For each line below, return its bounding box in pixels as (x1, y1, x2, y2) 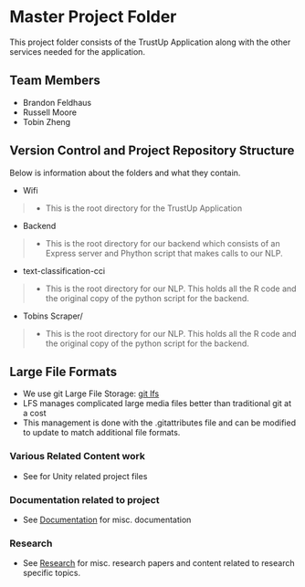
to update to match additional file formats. (22, 427, 181, 438)
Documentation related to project (9, 493, 160, 506)
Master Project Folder (9, 6, 177, 27)
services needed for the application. (9, 46, 146, 57)
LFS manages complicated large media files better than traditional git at (22, 398, 292, 409)
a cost (22, 408, 47, 419)
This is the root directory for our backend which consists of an (45, 237, 280, 248)
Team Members (9, 73, 100, 89)
